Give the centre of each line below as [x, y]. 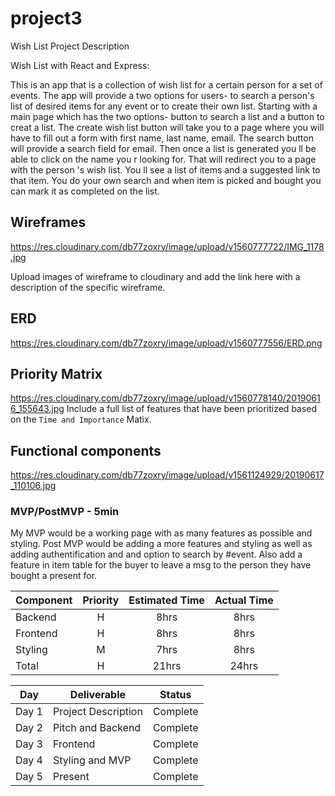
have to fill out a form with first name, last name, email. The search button [162, 138]
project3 [46, 18]
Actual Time [244, 600]
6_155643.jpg [37, 409]
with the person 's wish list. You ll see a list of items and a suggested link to [165, 169]
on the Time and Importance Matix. [81, 419]
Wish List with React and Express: [80, 65]
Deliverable [97, 695]
